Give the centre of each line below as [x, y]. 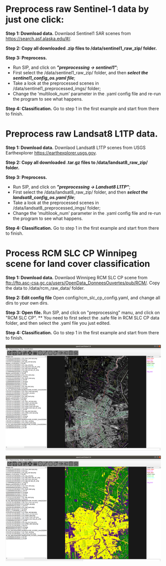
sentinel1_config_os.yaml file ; [44, 78]
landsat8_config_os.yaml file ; [44, 197]
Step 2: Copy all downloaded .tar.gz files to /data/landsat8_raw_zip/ [77, 162]
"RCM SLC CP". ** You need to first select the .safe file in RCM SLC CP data [83, 317]
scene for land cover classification [78, 264]
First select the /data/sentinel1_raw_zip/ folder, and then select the [80, 72]
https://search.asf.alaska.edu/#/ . [39, 39]
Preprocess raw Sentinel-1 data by [77, 9]
